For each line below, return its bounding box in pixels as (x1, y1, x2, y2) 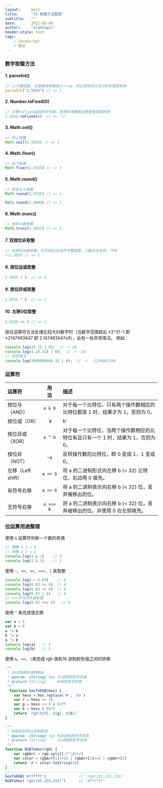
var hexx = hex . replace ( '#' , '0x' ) (14, 693, 86, 698)
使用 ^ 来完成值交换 (5, 610, 44, 616)
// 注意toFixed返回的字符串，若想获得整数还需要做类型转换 (5, 109, 110, 114)
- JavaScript (14, 39, 40, 44)
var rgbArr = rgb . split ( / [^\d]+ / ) (14, 751, 83, 756)
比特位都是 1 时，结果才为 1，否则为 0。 (63, 409, 155, 415)
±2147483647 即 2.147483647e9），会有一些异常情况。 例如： (5, 335, 130, 341)
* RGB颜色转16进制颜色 (7, 729, 48, 733)
